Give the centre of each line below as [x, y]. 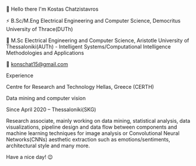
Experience [20, 75]
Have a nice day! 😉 [30, 157]
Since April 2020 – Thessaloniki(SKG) [51, 109]
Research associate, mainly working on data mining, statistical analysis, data [98, 121]
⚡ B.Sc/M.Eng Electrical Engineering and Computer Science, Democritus [93, 21]
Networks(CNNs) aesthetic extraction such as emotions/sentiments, [88, 139]
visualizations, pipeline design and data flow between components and [92, 127]
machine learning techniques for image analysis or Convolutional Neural [93, 133]
